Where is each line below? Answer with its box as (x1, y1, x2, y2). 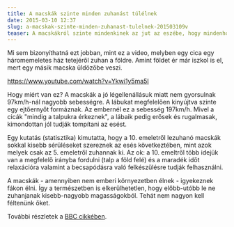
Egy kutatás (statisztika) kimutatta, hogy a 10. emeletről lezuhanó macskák (7, 134, 221, 142)
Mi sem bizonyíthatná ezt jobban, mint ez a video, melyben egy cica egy (7, 49, 214, 57)
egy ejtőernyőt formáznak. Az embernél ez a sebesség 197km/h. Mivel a (7, 105, 214, 113)
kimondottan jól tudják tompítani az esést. (7, 120, 127, 129)
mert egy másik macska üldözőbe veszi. (7, 63, 123, 72)
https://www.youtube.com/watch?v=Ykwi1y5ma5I (7, 77, 150, 86)
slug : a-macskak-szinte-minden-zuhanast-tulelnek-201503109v (7, 23, 189, 30)
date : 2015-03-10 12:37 (7, 17, 77, 24)
